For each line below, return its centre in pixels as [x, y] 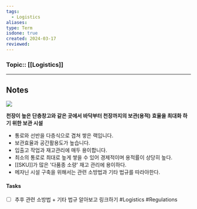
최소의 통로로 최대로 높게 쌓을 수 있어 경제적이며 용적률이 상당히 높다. [94, 157]
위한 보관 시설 [28, 123]
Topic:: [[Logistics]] [35, 64]
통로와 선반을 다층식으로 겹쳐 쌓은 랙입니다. [64, 135]
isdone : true [22, 33]
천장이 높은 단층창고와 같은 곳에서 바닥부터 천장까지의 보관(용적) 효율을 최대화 [94, 115]
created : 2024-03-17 [31, 39]
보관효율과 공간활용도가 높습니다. [52, 143]
